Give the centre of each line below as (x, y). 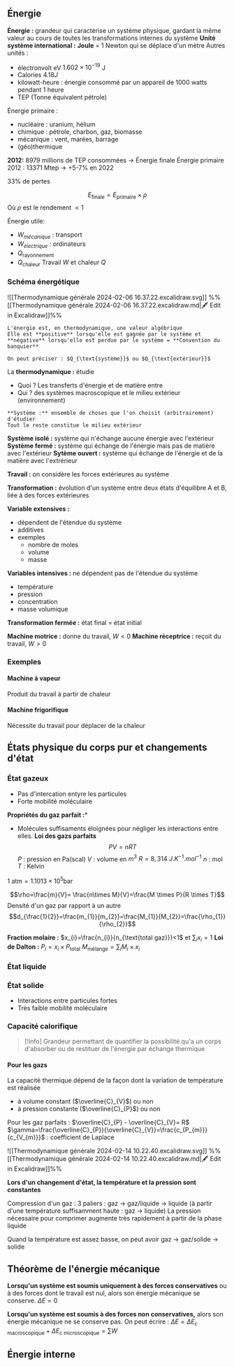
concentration (37, 601)
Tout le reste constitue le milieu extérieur (74, 425)
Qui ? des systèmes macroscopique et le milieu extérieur (99, 392)
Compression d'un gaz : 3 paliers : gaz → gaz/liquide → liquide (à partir (110, 1204)
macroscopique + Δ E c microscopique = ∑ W (63, 1331)
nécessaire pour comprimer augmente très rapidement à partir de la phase (115, 1218)
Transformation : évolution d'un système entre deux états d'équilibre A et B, (117, 488)
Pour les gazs (27, 1065)
